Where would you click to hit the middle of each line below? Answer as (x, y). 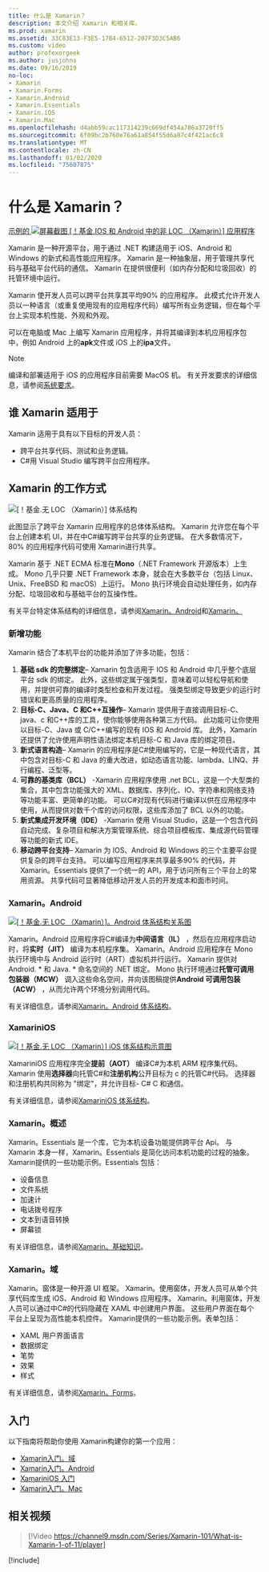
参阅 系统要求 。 (54, 385)
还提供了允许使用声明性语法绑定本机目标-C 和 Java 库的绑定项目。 (130, 739)
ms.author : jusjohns (43, 61)
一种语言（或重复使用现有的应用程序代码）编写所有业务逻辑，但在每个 (138, 305)
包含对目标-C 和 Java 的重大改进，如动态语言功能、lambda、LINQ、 (140, 760)
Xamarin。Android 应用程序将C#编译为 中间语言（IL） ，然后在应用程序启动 (132, 939)
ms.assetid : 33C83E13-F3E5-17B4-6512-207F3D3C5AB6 (94, 38)
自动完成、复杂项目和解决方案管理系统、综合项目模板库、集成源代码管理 (139, 830)
